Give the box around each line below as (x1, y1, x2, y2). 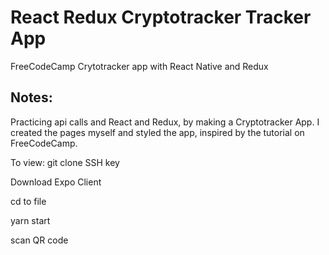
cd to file (10, 195, 47, 207)
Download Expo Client (10, 176, 102, 188)
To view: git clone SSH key (10, 156, 120, 168)
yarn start (10, 214, 51, 226)
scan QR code (10, 234, 69, 246)
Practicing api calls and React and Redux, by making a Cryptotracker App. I (10, 116, 320, 128)
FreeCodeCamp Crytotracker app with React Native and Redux (10, 60, 269, 72)
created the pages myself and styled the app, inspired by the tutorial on (10, 126, 305, 138)
